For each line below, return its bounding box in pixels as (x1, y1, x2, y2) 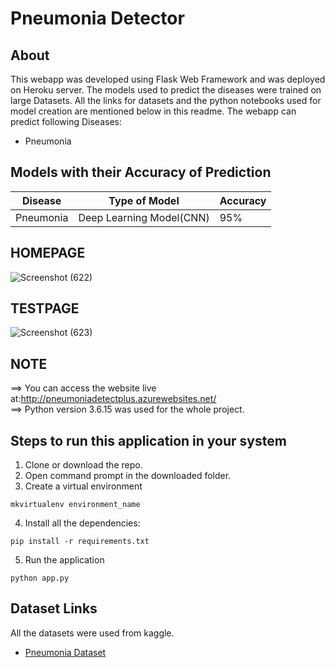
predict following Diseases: (10, 116, 123, 127)
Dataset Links (10, 600, 98, 617)
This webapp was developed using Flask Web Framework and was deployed (10, 73, 326, 85)
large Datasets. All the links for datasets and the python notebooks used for (10, 95, 322, 106)
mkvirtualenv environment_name (10, 500, 141, 510)
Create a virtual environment (24, 480, 143, 492)
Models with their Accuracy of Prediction (10, 164, 272, 181)
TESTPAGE (10, 300, 80, 317)
